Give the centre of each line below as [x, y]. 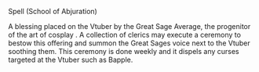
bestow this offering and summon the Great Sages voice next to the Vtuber [129, 43]
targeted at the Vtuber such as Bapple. [71, 59]
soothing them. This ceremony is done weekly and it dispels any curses [124, 51]
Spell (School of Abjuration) [53, 11]
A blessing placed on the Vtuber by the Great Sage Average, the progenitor [129, 26]
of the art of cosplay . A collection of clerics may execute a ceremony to [125, 35]
